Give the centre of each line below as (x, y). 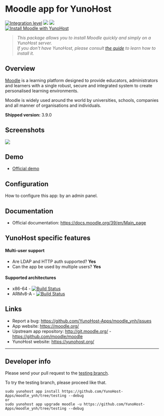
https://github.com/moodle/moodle (47, 336)
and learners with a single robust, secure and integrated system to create (79, 85)
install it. (25, 53)
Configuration (27, 184)
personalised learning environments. (42, 91)
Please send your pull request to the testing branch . (57, 373)
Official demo (26, 169)
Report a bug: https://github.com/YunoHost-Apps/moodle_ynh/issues (82, 321)
